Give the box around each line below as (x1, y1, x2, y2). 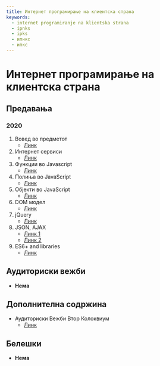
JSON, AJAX (14, 224, 46, 231)
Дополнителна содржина (6, 299, 107, 309)
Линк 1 (23, 230, 40, 237)
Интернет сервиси (14, 148, 62, 155)
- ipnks (11, 25, 31, 32)
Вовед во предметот (14, 135, 67, 142)
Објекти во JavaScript (14, 186, 70, 193)
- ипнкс (11, 36, 31, 42)
